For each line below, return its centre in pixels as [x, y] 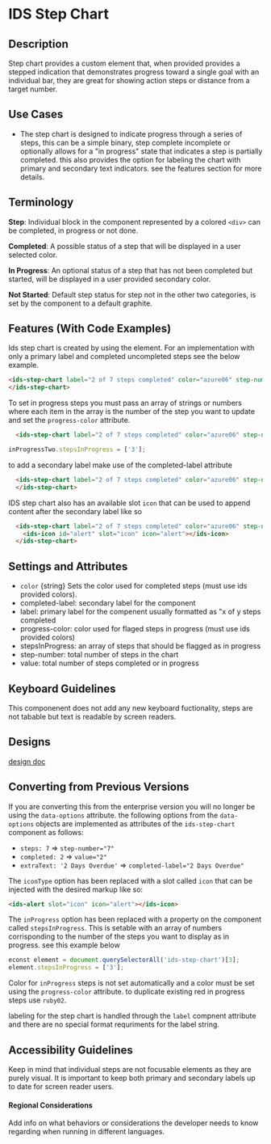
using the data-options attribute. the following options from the [113, 815]
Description [38, 44]
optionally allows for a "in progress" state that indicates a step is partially [141, 151]
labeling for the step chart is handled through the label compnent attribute [132, 1016]
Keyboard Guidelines [62, 688]
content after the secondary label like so [75, 511]
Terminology [41, 203]
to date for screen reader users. [61, 1087]
